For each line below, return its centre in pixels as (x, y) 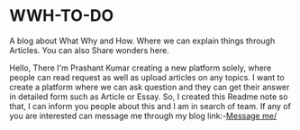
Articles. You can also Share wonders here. (89, 50)
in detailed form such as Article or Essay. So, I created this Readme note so (149, 97)
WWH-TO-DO (62, 16)
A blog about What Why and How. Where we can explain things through (142, 41)
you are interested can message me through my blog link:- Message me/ (143, 116)
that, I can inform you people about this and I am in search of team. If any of (150, 106)
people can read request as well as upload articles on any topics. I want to (147, 77)
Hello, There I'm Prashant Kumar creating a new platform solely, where (141, 68)
